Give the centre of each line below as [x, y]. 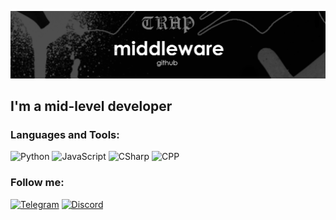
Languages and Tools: [65, 135]
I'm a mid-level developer [91, 106]
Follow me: [37, 183]
